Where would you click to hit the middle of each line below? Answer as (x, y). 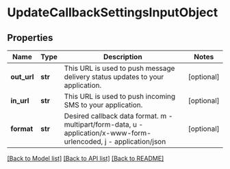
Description (123, 57)
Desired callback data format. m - (118, 116)
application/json (140, 141)
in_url (20, 101)
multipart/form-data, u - (104, 124)
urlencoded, (84, 141)
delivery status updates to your (114, 77)
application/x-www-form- (108, 133)
